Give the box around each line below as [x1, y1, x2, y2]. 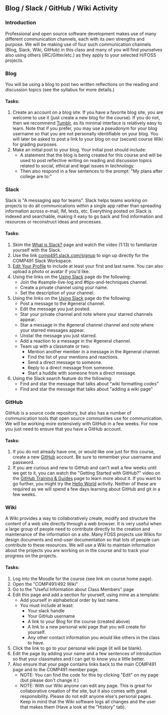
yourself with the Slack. [12, 247, 61, 253]
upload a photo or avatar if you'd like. [12, 268, 91, 274]
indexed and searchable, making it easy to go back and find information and [5, 213, 163, 219]
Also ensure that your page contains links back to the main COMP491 [12, 661, 156, 667]
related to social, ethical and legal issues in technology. [20, 163, 135, 169]
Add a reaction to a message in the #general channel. [20, 338, 131, 344]
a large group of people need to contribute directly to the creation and [5, 526, 150, 532]
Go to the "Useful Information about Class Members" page [12, 586, 134, 592]
